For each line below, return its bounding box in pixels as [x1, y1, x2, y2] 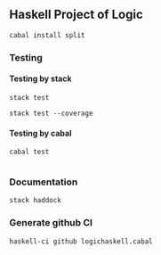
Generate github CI [9, 217, 93, 229]
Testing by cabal [9, 127, 72, 138]
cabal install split [9, 30, 86, 39]
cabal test [9, 147, 50, 157]
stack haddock [9, 196, 62, 205]
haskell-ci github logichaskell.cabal [9, 236, 153, 246]
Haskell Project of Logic [9, 7, 144, 22]
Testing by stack [9, 73, 73, 84]
